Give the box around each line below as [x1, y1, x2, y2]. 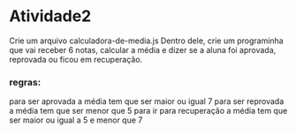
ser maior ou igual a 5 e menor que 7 [9, 115, 143, 125]
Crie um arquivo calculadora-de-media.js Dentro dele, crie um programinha [9, 35, 285, 46]
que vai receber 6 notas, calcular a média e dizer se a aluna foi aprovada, [9, 44, 277, 55]
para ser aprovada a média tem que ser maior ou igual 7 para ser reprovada [9, 96, 285, 107]
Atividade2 [9, 6, 92, 26]
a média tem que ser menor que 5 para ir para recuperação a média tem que [9, 106, 288, 116]
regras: [9, 76, 42, 88]
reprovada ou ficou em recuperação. [9, 54, 143, 64]
